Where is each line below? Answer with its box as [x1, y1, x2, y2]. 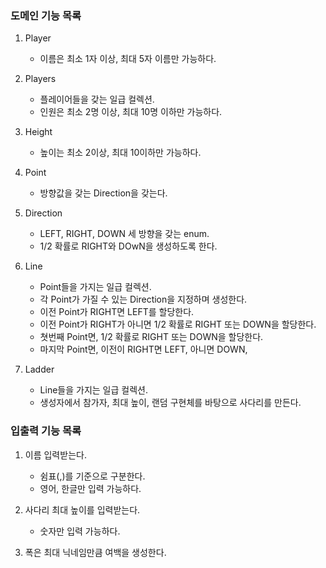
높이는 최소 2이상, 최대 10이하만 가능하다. [39, 147, 202, 159]
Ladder [24, 363, 55, 376]
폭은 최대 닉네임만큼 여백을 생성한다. [24, 546, 167, 558]
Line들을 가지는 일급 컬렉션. [39, 384, 148, 396]
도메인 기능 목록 [10, 8, 82, 22]
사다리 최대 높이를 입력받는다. [24, 503, 141, 516]
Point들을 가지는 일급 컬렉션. [39, 281, 152, 293]
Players [24, 73, 57, 85]
